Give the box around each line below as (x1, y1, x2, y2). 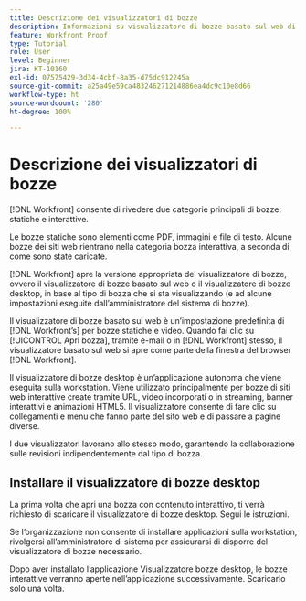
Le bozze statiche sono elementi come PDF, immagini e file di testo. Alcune (9, 231, 292, 242)
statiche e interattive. (9, 214, 90, 225)
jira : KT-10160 (9, 65, 68, 74)
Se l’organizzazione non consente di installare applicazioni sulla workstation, (9, 527, 298, 537)
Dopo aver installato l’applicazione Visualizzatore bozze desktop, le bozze (9, 563, 288, 574)
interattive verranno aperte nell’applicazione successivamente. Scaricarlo (9, 574, 286, 584)
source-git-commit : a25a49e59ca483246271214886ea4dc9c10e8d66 (9, 81, 251, 91)
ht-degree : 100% (9, 107, 71, 116)
